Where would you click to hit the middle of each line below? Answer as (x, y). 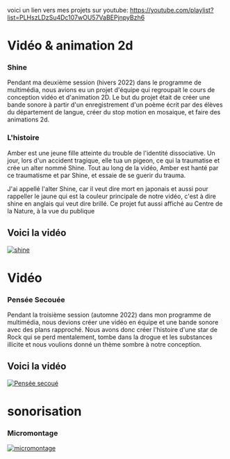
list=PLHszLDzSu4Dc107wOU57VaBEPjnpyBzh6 (76, 17)
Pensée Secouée (36, 299)
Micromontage (33, 433)
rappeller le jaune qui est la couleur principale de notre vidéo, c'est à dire (112, 196)
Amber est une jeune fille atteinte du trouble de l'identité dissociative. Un (111, 153)
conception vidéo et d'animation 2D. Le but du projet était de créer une (109, 98)
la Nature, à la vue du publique (51, 211)
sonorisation (44, 412)
